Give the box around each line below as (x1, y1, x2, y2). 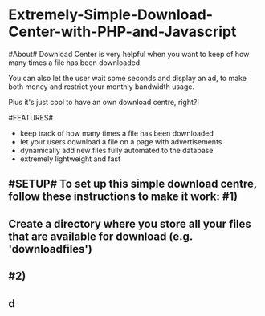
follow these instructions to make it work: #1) (8, 190, 238, 204)
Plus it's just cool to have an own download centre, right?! (8, 97, 199, 107)
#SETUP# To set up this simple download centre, (8, 177, 257, 191)
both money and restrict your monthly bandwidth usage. (8, 82, 195, 91)
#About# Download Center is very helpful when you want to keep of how (8, 49, 250, 59)
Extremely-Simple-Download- (8, 6, 214, 24)
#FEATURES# (8, 112, 54, 122)
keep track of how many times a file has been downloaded (19, 128, 214, 138)
